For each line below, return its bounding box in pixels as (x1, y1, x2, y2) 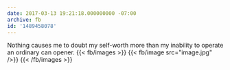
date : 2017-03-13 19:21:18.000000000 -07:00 (7, 10, 137, 17)
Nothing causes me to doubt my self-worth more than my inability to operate (7, 41, 224, 50)
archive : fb (7, 16, 41, 23)
